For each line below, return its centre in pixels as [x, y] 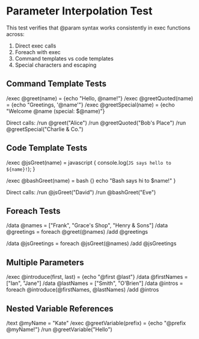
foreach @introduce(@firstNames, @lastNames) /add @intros [83, 290]
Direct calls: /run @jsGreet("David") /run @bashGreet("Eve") [81, 192]
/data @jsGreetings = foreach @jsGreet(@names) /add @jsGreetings [91, 243]
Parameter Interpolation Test [79, 11]
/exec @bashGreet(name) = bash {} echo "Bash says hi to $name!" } [91, 180]
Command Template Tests [57, 84]
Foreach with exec [38, 52]
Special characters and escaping [56, 65]
